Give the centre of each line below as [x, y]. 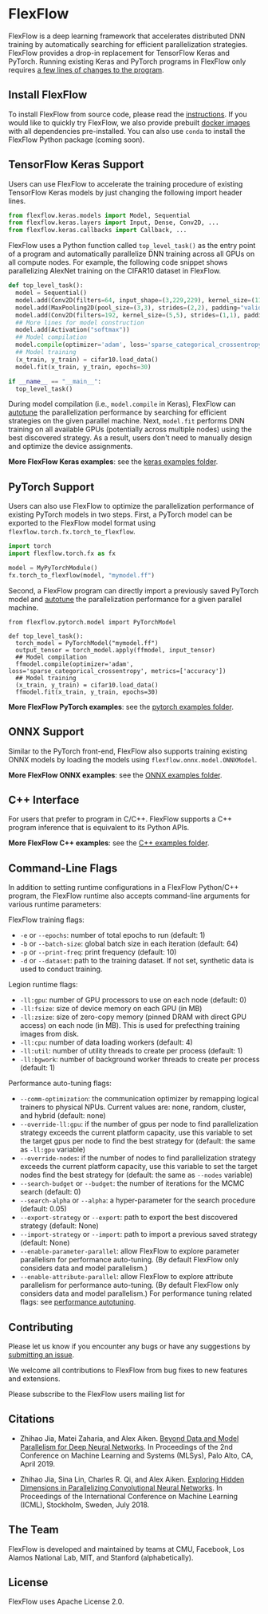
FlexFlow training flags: [47, 920]
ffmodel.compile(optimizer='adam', [75, 664]
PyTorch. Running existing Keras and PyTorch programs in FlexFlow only [127, 61]
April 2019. [37, 1463]
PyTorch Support [51, 487]
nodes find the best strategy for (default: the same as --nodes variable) [136, 1175]
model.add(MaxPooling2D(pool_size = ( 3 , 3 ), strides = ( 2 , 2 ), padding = [128, 308]
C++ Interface [44, 799]
